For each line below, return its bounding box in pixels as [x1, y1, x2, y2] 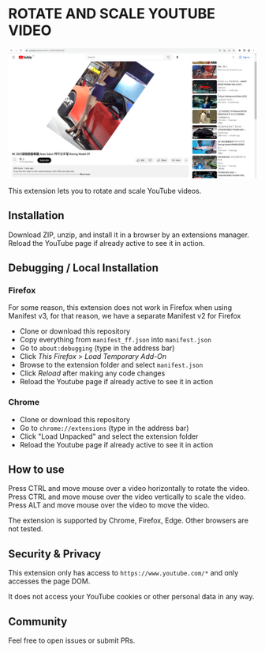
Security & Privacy [8, 547, 102, 561]
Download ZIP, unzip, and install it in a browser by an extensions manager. [8, 230, 250, 240]
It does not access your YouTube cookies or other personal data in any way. [8, 592, 255, 602]
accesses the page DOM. [8, 576, 91, 586]
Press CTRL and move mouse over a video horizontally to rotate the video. [8, 484, 250, 493]
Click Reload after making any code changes [19, 368, 166, 378]
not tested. [8, 524, 43, 534]
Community [8, 614, 68, 628]
